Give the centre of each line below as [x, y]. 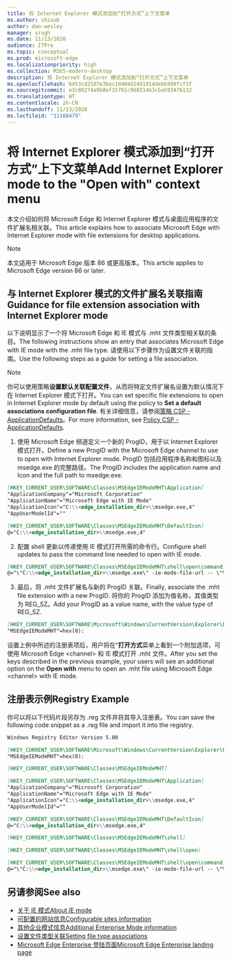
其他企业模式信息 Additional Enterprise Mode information [97, 927]
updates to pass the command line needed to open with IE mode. [109, 554]
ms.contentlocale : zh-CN [43, 103]
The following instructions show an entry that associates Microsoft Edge [122, 342]
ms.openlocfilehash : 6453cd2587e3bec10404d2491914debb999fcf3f [100, 84]
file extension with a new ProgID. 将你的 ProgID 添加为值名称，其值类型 [118, 596]
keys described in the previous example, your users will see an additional [111, 661]
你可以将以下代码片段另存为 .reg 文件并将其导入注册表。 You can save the [111, 717]
